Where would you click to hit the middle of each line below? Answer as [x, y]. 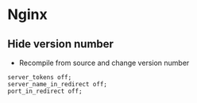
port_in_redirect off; [45, 91]
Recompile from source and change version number [104, 63]
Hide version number [61, 44]
